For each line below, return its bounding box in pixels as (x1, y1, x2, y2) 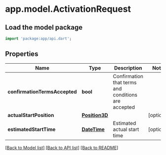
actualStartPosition (7, 112, 54, 118)
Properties (5, 50, 39, 58)
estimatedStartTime (7, 126, 56, 133)
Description (114, 64, 142, 71)
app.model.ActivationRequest (5, 3, 131, 15)
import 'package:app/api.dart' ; (5, 36, 72, 41)
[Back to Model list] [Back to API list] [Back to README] (5, 145, 119, 151)
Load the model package (5, 23, 83, 32)
